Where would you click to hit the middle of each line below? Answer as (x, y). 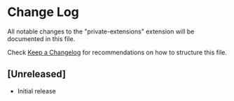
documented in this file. (41, 38)
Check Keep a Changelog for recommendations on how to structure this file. (117, 52)
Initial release (36, 91)
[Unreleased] (37, 74)
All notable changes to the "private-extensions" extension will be (101, 31)
